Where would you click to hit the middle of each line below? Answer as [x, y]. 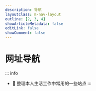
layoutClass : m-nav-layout [33, 14]
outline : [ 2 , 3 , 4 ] [25, 19]
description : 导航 [23, 10]
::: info [12, 73]
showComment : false [25, 33]
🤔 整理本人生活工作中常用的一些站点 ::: [52, 83]
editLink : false [22, 28]
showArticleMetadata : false [34, 24]
